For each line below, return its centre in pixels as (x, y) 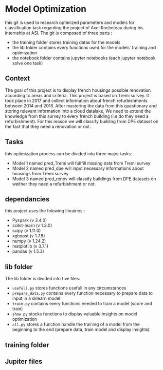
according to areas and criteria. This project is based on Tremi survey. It (77, 95)
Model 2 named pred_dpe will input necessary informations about (78, 168)
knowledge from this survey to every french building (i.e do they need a (77, 116)
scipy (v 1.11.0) (27, 231)
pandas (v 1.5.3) (28, 251)
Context (18, 78)
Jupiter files (24, 361)
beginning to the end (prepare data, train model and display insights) (81, 329)
